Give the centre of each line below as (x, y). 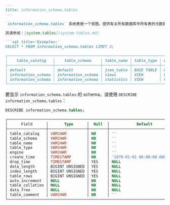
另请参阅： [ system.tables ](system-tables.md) (52, 33)
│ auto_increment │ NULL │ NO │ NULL (63, 181)
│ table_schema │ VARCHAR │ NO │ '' (61, 138)
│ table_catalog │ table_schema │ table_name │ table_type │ (83, 61)
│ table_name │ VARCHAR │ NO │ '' (61, 143)
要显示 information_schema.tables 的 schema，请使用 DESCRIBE (71, 95)
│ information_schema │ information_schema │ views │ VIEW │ (83, 75)
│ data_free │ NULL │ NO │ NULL (63, 190)
